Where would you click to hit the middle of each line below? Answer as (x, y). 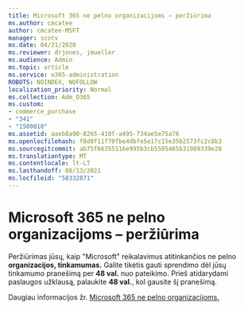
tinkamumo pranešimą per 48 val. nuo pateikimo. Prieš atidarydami (118, 273)
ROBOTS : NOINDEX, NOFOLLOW (53, 82)
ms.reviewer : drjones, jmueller (62, 52)
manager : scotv (33, 38)
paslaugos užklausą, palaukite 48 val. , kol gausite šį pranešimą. (112, 281)
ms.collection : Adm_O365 (49, 97)
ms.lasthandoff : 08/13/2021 (55, 171)
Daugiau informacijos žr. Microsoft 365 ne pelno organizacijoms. (114, 297)
